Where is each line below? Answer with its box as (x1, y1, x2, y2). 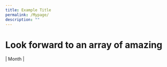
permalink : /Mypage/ (5, 12, 50, 17)
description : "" (5, 17, 40, 22)
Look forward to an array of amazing (5, 39, 162, 51)
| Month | (5, 56, 25, 62)
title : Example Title (5, 7, 52, 13)
